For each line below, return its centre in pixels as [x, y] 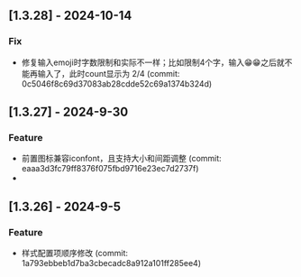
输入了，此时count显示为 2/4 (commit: [109, 73]
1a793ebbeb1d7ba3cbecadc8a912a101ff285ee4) [111, 263]
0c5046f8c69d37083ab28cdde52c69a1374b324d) [117, 83]
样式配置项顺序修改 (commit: [74, 254]
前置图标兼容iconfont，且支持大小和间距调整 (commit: [121, 159]
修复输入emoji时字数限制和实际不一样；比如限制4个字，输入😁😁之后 [149, 62]
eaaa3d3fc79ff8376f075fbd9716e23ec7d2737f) [110, 169]
